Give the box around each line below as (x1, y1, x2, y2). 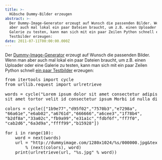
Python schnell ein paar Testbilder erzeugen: (5, 67, 94, 73)
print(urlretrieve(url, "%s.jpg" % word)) (15, 149, 117, 155)
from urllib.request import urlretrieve (5, 81, 102, 87)
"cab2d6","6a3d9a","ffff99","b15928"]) (5, 120, 99, 126)
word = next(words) (15, 135, 61, 141)
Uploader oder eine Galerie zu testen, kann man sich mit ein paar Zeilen (5, 62, 148, 68)
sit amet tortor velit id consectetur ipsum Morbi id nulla (5, 96, 150, 102)
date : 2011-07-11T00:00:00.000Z (5, 39, 70, 44)
